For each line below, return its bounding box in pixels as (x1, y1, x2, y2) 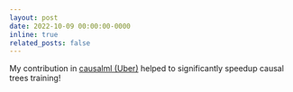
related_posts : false (9, 38, 91, 48)
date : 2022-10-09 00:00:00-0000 (9, 22, 131, 31)
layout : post (9, 13, 59, 23)
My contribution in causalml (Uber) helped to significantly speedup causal (9, 63, 284, 74)
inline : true (9, 30, 59, 39)
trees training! (9, 73, 61, 84)
